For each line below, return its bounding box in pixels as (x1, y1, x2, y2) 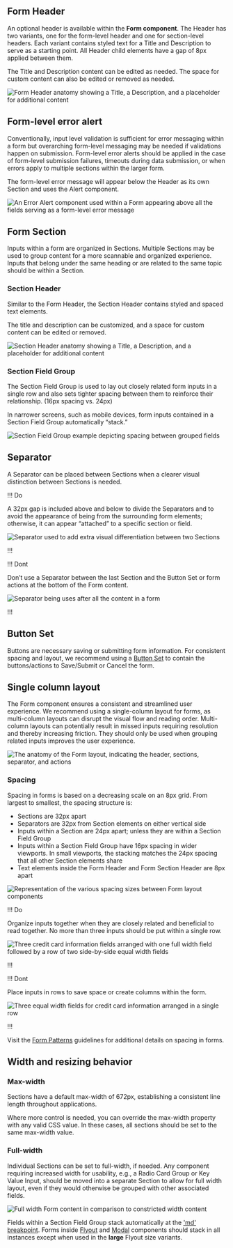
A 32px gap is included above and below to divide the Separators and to (7, 504, 214, 513)
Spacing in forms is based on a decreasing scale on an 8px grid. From (7, 791, 208, 799)
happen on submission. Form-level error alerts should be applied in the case (7, 149, 226, 157)
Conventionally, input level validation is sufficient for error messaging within (7, 134, 224, 142)
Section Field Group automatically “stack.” (7, 418, 128, 426)
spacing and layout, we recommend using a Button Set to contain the (7, 654, 205, 662)
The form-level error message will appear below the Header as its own (7, 177, 210, 185)
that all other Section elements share (17, 856, 123, 865)
